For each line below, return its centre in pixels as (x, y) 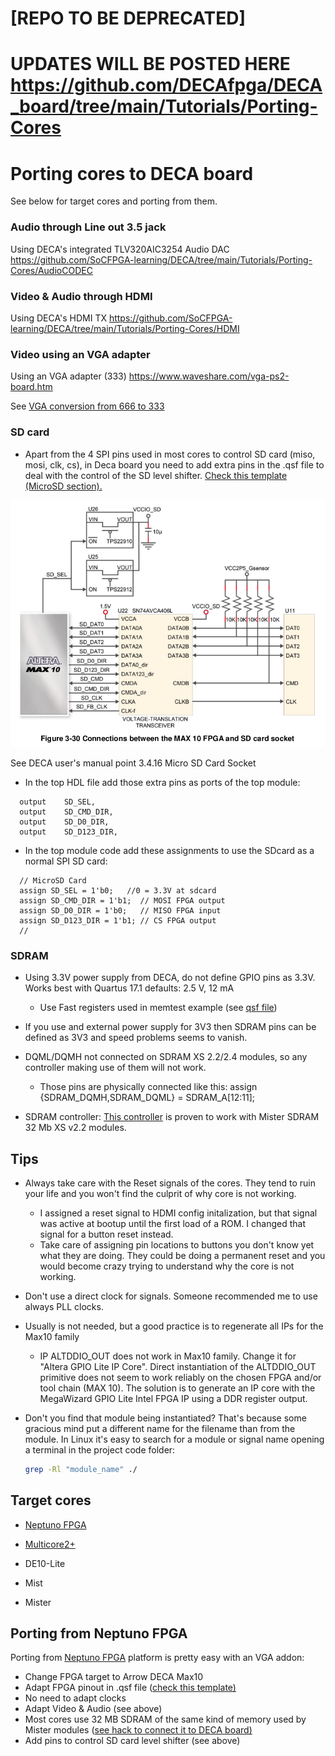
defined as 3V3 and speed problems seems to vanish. (136, 1038)
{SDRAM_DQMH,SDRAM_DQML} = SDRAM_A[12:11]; (147, 1098)
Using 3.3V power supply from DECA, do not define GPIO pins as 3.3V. (170, 978)
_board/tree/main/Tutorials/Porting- (164, 106)
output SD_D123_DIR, (68, 832)
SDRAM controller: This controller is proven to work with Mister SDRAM (172, 1117)
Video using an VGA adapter (80, 354)
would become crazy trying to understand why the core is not (167, 1266)
